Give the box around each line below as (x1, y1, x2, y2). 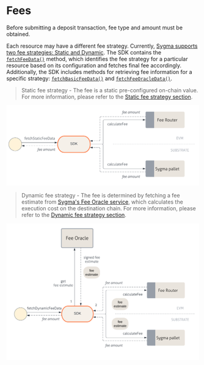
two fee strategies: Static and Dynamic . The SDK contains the (6, 48, 162, 56)
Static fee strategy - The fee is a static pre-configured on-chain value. (21, 86, 199, 94)
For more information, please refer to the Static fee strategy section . (21, 93, 193, 100)
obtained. (6, 30, 31, 37)
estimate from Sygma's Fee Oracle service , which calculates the (21, 198, 183, 205)
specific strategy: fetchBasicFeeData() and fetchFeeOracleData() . (6, 75, 173, 82)
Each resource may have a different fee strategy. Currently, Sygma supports (6, 42, 198, 50)
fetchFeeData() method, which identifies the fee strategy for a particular (6, 55, 188, 62)
